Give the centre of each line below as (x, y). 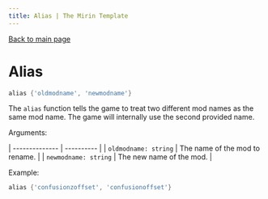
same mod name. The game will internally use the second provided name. (132, 117)
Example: (24, 173)
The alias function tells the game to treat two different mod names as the (131, 108)
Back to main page (40, 39)
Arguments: (28, 133)
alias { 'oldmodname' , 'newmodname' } (70, 93)
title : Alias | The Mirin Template (68, 16)
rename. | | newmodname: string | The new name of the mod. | (111, 157)
